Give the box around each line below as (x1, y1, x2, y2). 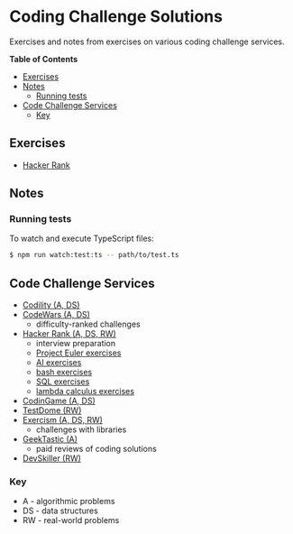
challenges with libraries (35, 424, 127, 435)
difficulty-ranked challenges (35, 318, 142, 330)
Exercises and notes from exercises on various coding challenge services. (9, 36, 286, 47)
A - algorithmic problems (22, 496, 115, 507)
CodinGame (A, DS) (22, 395, 96, 407)
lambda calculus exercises (35, 386, 135, 397)
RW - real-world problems (22, 515, 120, 526)
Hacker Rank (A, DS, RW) (22, 328, 117, 339)
